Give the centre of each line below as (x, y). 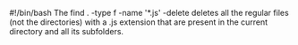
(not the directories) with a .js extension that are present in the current (139, 22)
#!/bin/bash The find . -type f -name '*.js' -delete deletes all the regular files (149, 13)
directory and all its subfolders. (66, 31)
